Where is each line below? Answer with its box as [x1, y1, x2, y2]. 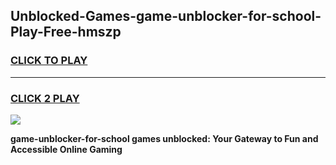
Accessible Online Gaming [10, 143, 123, 155]
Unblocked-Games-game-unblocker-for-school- [10, 8, 322, 25]
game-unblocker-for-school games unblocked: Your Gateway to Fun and [10, 132, 319, 144]
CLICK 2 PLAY [10, 91, 80, 105]
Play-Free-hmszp [10, 24, 122, 41]
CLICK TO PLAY [10, 54, 88, 68]
